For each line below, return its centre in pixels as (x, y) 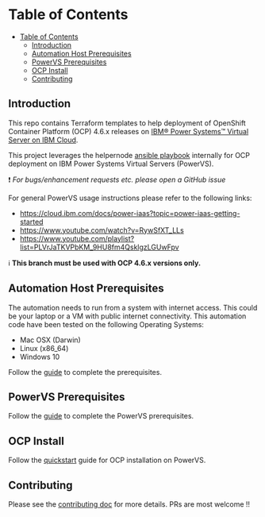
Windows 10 (40, 357)
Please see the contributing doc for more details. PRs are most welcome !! (129, 504)
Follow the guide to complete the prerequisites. (85, 372)
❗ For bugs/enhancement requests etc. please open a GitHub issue (117, 179)
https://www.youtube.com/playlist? (77, 238)
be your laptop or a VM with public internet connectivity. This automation (127, 316)
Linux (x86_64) (44, 348)
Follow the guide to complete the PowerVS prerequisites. (101, 416)
